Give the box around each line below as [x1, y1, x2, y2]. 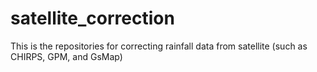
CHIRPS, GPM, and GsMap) [10, 50, 123, 62]
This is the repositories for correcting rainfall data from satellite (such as [10, 40, 308, 52]
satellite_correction [10, 7, 175, 30]
